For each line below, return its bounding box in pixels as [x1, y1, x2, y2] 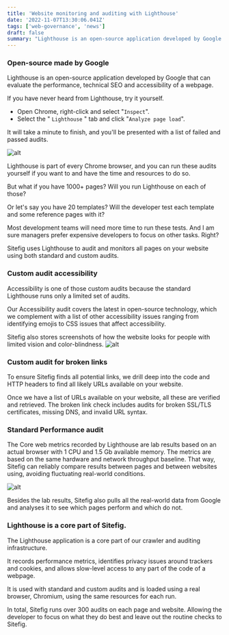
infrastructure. [7, 543, 48, 552]
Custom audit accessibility [7, 269, 98, 278]
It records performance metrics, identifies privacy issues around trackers [7, 557, 213, 565]
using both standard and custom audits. [7, 252, 120, 260]
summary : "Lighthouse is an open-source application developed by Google [7, 36, 222, 43]
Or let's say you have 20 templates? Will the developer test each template [7, 203, 215, 211]
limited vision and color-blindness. [7, 340, 104, 348]
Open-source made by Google [7, 58, 109, 68]
